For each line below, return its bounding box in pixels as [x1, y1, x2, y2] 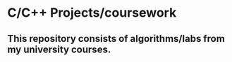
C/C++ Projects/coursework [7, 5, 177, 21]
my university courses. [7, 43, 111, 55]
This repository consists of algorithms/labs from [7, 33, 226, 45]
